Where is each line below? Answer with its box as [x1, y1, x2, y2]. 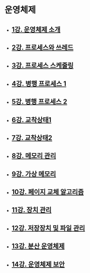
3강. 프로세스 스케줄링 [11, 61, 74, 70]
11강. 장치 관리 [11, 206, 52, 214]
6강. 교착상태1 [11, 115, 52, 124]
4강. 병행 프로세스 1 [11, 79, 66, 88]
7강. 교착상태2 [11, 133, 53, 142]
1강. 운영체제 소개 [11, 25, 61, 34]
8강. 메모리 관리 [11, 152, 56, 160]
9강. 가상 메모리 [11, 170, 56, 178]
